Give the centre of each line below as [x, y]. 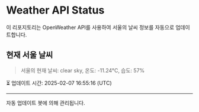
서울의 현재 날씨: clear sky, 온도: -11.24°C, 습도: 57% [83, 70]
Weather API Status [55, 10]
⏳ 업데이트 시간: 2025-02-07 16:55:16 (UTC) [59, 83]
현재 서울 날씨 [30, 55]
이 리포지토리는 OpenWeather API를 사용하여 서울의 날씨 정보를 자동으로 [90, 27]
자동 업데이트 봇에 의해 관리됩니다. [46, 103]
